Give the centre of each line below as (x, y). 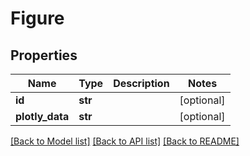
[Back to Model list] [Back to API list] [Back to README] (125, 141)
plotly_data (42, 116)
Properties (44, 55)
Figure (37, 18)
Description (141, 83)
